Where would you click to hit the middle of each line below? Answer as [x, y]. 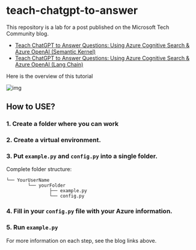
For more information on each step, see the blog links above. [81, 240]
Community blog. [28, 33]
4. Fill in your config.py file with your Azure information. [89, 211]
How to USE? [31, 107]
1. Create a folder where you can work [63, 124]
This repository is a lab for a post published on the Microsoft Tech [88, 27]
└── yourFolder [47, 186]
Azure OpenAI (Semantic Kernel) [55, 51]
